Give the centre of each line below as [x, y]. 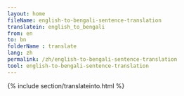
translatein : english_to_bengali [56, 27]
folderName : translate [42, 46]
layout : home [26, 14]
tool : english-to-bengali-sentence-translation [78, 66]
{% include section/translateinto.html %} [66, 85]
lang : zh [20, 53]
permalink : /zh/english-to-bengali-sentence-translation [92, 60]
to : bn [17, 40]
